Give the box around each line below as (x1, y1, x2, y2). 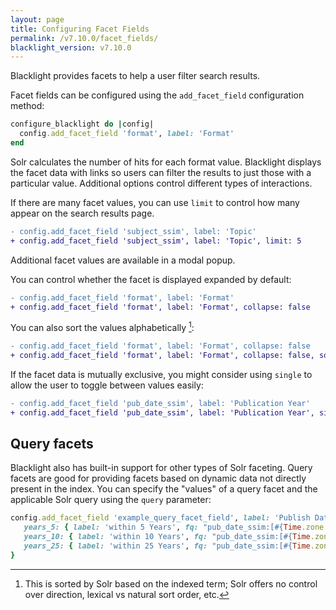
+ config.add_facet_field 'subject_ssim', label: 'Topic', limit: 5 (10, 236, 302, 246)
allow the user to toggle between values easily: (10, 379, 204, 391)
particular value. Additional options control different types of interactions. (10, 177, 313, 189)
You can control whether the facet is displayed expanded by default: (10, 273, 292, 285)
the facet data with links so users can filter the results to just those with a (10, 166, 312, 178)
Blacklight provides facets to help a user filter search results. (10, 70, 261, 82)
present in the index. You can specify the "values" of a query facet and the (10, 483, 318, 495)
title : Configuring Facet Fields (10, 24, 150, 34)
